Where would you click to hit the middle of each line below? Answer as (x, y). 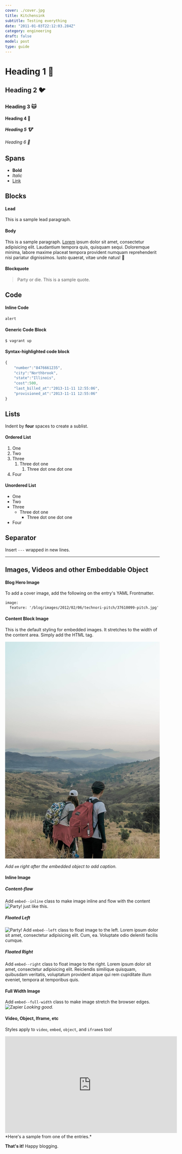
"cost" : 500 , (26, 383)
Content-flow (19, 889)
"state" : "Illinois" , (35, 378)
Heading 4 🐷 (18, 118)
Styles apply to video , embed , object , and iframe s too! (59, 1029)
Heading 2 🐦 (25, 90)
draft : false (18, 36)
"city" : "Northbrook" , (36, 373)
